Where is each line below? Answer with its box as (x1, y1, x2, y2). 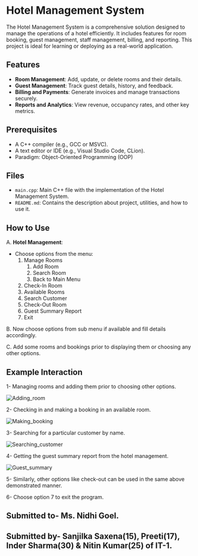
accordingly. (6, 332, 37, 339)
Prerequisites (6, 125, 57, 135)
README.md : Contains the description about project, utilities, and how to (14, 199, 188, 206)
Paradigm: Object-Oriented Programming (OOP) (14, 153, 133, 160)
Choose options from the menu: (14, 250, 94, 258)
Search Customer (23, 295, 68, 302)
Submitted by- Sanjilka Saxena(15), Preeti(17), (6, 531, 180, 541)
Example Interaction (6, 367, 83, 377)
